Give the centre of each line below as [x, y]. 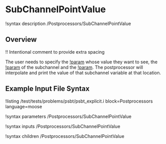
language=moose [24, 106]
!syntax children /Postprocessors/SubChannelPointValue [65, 136]
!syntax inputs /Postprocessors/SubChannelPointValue [63, 126]
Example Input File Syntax [48, 89]
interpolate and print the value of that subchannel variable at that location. [83, 73]
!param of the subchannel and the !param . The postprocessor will [74, 67]
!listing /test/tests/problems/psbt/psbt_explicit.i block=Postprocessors [79, 101]
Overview [21, 40]
